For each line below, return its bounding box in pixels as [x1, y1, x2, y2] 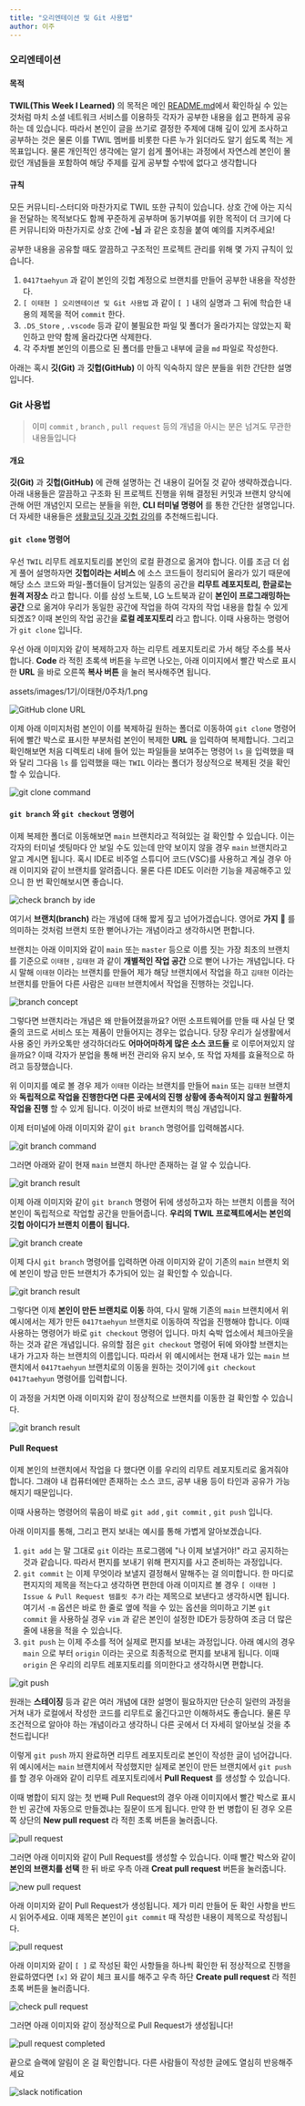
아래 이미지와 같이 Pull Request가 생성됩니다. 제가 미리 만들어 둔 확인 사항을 [9, 1900, 280, 1911]
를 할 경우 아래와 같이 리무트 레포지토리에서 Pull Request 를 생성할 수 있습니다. [9, 1772, 290, 1783]
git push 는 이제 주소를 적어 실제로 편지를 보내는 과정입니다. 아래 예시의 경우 [22, 1636, 296, 1647]
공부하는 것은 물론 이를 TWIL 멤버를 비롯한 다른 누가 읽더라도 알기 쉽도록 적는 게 [9, 134, 293, 145]
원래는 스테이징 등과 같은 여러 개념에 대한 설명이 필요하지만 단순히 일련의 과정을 [9, 1696, 291, 1707]
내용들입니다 [31, 432, 77, 443]
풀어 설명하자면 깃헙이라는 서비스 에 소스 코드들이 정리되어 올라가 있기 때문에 [18, 567, 291, 578]
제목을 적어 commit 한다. [39, 308, 126, 319]
